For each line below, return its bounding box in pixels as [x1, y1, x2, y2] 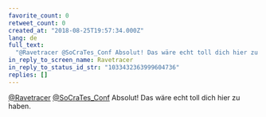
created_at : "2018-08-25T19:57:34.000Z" [8, 26, 145, 34]
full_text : [8, 41, 45, 49]
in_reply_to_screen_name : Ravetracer [8, 57, 134, 64]
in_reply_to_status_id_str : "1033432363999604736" [8, 64, 180, 72]
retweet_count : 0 [8, 19, 66, 27]
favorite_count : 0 [8, 11, 69, 20]
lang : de [8, 33, 37, 42]
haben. [8, 101, 32, 111]
